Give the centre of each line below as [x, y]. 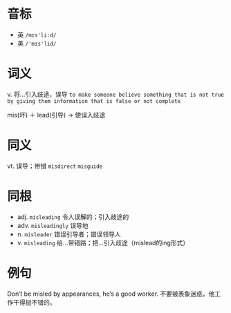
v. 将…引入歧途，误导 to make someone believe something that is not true [116, 94]
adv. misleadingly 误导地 [53, 225]
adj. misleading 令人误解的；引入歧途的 [73, 217]
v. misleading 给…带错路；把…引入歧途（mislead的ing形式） [103, 243]
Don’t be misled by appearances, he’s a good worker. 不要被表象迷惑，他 [111, 294]
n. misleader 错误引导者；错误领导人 [69, 234]
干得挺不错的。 [34, 302]
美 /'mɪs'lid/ [37, 43]
